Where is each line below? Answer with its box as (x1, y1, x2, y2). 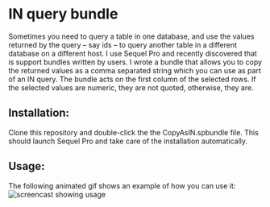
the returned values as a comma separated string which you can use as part (8, 65, 262, 75)
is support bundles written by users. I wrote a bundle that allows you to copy (8, 57, 263, 67)
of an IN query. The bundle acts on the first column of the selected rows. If (8, 74, 256, 84)
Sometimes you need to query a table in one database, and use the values (8, 31, 255, 41)
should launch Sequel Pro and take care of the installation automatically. (8, 136, 248, 146)
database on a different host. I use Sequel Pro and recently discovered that (8, 48, 258, 58)
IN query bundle (8, 5, 118, 23)
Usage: (8, 159, 46, 173)
